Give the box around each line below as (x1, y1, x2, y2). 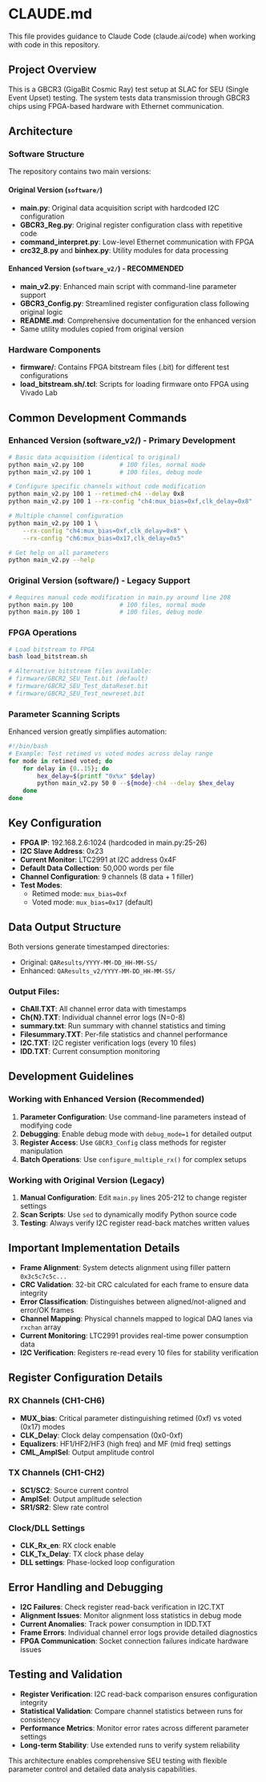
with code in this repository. (8, 39, 100, 49)
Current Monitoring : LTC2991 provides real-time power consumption (19, 1330, 248, 1340)
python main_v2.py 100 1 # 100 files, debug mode (8, 468, 203, 477)
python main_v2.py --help (8, 556, 95, 565)
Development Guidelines (8, 1070, 135, 1084)
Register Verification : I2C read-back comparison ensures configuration (19, 1689, 258, 1699)
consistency (19, 1715, 61, 1724)
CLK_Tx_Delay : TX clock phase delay (19, 1549, 144, 1559)
